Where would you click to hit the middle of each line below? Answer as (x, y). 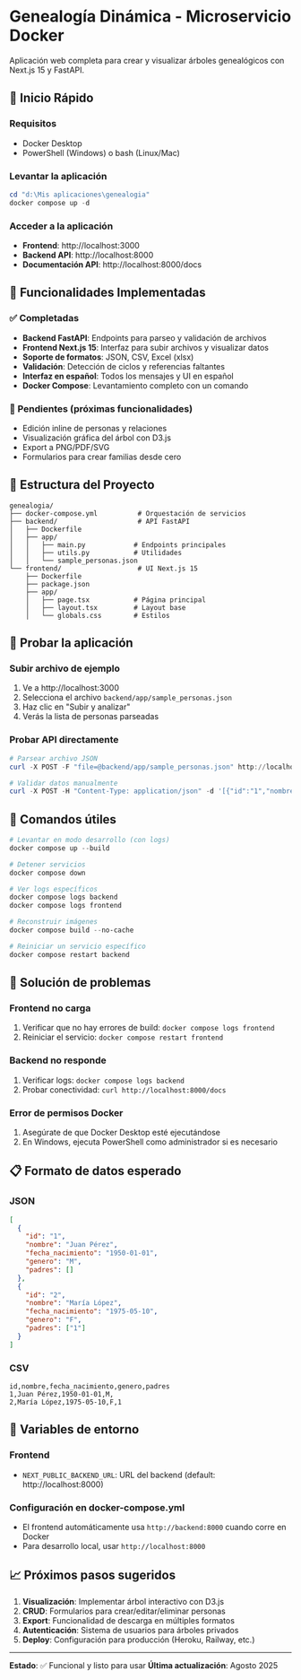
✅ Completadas (44, 318)
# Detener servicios (48, 864)
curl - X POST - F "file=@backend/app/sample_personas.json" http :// (138, 767)
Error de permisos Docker (66, 1112)
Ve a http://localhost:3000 (70, 688)
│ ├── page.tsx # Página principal (116, 600)
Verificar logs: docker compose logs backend (103, 1080)
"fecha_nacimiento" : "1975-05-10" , (92, 1311)
